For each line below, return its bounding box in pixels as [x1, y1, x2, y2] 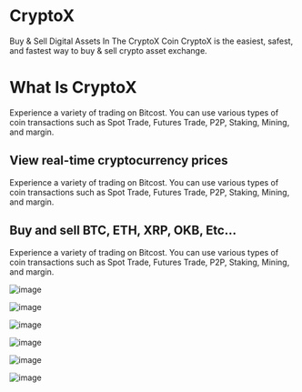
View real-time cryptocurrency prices [9, 153, 228, 168]
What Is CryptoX [9, 77, 137, 98]
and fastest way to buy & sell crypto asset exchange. [9, 45, 207, 55]
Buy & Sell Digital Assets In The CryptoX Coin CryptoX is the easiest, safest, [9, 35, 294, 46]
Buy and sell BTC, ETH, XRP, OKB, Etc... [9, 223, 237, 238]
